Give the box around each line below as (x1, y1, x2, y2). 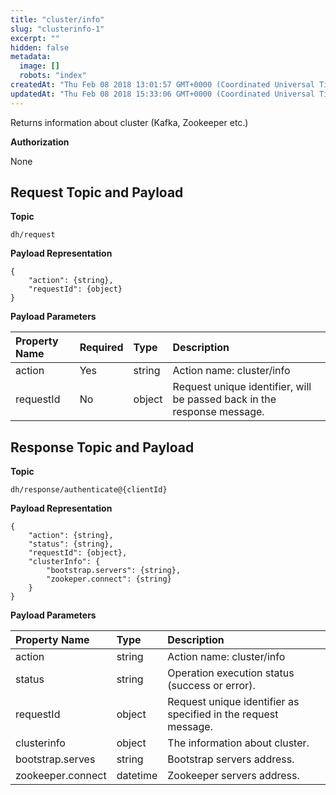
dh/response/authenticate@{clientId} (10, 485, 168, 495)
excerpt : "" (10, 33, 60, 43)
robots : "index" (19, 71, 87, 81)
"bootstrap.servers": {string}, (46, 566, 182, 576)
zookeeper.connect (15, 769, 107, 783)
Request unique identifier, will (172, 380, 312, 394)
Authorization (10, 136, 70, 148)
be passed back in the (172, 392, 277, 406)
